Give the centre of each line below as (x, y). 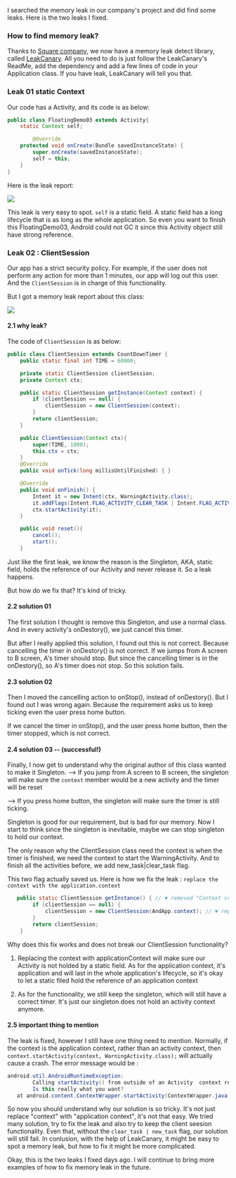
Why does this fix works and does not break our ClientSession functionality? (118, 944)
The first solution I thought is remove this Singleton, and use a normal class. (117, 622)
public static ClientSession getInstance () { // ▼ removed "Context (119, 898)
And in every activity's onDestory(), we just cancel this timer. (96, 630)
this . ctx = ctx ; (56, 451)
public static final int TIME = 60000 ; (78, 361)
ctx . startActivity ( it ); (67, 510)
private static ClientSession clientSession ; (88, 373)
